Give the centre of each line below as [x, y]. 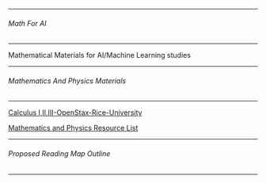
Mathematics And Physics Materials [67, 81]
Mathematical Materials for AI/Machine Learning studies [100, 55]
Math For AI [27, 23]
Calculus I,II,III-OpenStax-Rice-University [75, 112]
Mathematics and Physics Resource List [73, 128]
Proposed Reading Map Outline [59, 154]
